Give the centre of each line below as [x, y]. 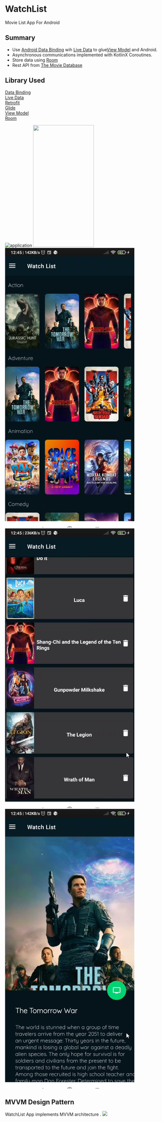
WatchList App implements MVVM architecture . [53, 1114]
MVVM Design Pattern [40, 1102]
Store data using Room [35, 60]
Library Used [25, 81]
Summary [20, 38]
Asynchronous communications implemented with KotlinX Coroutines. [82, 55]
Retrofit [13, 102]
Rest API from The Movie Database [47, 65]
